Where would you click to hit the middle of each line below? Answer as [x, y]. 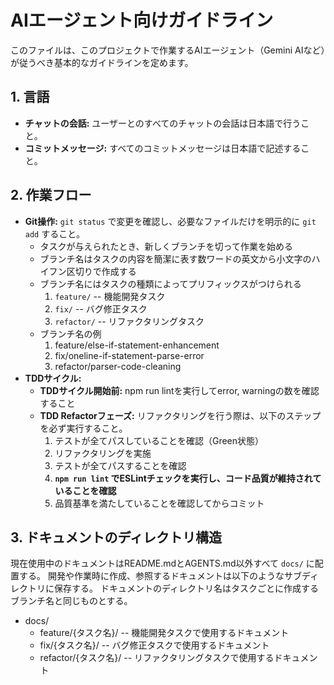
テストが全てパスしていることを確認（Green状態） [159, 440]
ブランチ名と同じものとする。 [71, 601]
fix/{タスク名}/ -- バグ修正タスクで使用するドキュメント [154, 645]
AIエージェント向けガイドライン [142, 20]
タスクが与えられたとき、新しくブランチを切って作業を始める [166, 246]
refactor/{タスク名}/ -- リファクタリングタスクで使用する [157, 658]
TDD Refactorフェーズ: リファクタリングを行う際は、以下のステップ [180, 415]
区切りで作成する [101, 271]
